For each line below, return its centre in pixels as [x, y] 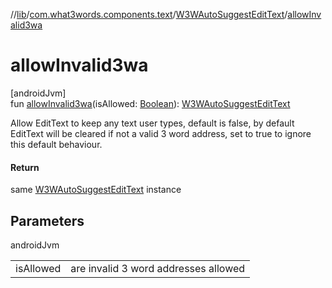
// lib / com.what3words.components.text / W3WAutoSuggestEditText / [149, 14]
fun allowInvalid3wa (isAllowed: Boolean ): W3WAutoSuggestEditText [150, 103]
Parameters [47, 220]
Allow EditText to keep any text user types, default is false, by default [152, 123]
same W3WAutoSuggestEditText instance [96, 190]
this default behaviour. [56, 144]
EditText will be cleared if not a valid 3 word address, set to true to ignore [161, 133]
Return [25, 167]
